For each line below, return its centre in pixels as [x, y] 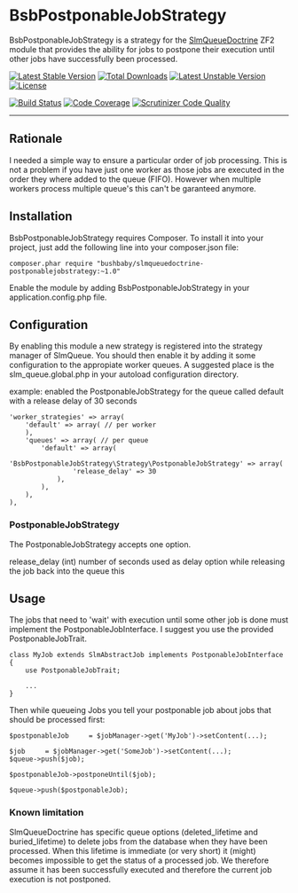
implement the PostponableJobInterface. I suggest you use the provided [141, 630]
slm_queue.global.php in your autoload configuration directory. [124, 374]
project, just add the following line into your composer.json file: [124, 247]
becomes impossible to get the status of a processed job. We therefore [139, 860]
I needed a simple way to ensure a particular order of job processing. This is [149, 160]
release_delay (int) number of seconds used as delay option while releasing [147, 561]
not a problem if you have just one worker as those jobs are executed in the [147, 169]
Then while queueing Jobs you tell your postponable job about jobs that [141, 710]
